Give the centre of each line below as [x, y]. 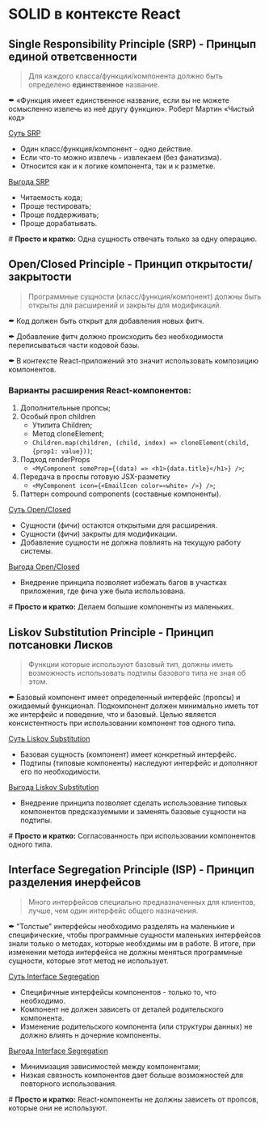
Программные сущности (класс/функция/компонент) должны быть [145, 296]
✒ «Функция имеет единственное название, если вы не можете [119, 100]
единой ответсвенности [73, 56]
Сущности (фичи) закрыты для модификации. [99, 534]
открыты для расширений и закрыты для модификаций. [125, 305]
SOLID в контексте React [95, 14]
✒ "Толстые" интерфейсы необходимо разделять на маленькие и [122, 926]
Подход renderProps [55, 460]
